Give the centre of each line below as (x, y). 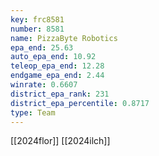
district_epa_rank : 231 (60, 94)
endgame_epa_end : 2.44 (57, 76)
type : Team (33, 112)
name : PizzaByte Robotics (64, 38)
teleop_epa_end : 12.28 (57, 66)
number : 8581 (37, 29)
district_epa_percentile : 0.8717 (80, 103)
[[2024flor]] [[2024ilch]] (60, 141)
